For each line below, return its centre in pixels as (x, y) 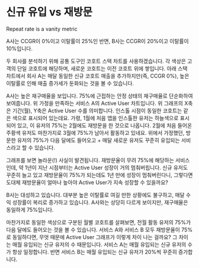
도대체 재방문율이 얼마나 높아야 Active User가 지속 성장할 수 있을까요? (87, 182)
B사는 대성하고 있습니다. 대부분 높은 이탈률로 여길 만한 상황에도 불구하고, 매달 (95, 195)
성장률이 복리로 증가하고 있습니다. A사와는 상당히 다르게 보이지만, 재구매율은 (100, 202)
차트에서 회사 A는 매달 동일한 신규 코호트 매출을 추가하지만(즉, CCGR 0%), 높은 (98, 76)
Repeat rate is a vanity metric (42, 29)
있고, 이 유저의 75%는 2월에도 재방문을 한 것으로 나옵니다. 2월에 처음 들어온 (105, 125)
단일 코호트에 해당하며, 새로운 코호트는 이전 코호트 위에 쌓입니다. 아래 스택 (102, 68)
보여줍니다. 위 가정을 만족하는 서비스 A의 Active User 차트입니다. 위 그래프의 (95, 103)
